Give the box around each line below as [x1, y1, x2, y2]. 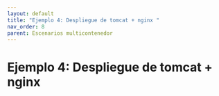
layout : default [7, 10, 54, 17]
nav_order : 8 [7, 23, 45, 30]
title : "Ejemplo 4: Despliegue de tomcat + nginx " [7, 17, 159, 24]
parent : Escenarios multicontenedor [7, 29, 113, 37]
